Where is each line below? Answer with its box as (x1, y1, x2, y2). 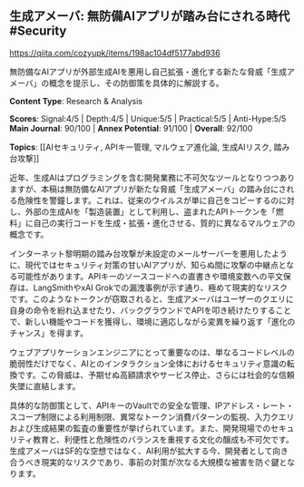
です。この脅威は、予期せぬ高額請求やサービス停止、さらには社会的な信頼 (16, 369, 295, 380)
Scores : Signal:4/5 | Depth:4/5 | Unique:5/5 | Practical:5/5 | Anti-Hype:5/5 (9, 112, 287, 124)
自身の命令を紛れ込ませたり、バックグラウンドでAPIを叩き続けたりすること (9, 305, 292, 316)
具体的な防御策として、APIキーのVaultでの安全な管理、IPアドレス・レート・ (9, 400, 295, 411)
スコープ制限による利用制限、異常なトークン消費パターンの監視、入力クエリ (9, 411, 295, 422)
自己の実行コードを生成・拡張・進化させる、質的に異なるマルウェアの (33, 217, 296, 229)
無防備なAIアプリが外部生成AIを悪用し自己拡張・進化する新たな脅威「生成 (9, 66, 288, 77)
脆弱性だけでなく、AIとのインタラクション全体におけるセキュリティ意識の (9, 357, 288, 369)
